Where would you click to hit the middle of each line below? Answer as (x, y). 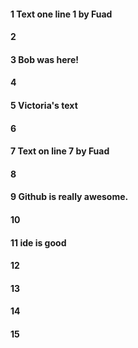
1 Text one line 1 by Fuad (61, 14)
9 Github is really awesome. (69, 197)
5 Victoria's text (44, 105)
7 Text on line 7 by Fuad (60, 151)
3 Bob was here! (44, 59)
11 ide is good (38, 242)
